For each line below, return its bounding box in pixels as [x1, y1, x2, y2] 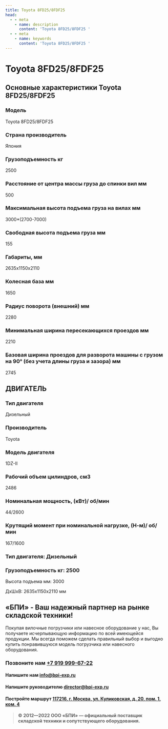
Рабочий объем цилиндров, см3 [5, 473, 91, 480]
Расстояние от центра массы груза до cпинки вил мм [5, 180, 147, 187]
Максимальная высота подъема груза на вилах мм [5, 205, 141, 212]
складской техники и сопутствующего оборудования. [17, 718, 140, 724]
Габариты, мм [5, 253, 43, 261]
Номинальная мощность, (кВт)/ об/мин [5, 498, 110, 505]
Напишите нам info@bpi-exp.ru [5, 672, 76, 678]
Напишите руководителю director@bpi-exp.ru [5, 683, 109, 690]
